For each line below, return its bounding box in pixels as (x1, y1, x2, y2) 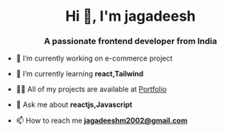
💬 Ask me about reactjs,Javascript (15, 100, 133, 110)
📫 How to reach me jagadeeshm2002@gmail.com (15, 115, 188, 126)
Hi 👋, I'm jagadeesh (65, 7, 196, 25)
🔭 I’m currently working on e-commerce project (15, 53, 173, 63)
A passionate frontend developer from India (43, 36, 218, 47)
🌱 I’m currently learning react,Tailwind (15, 69, 144, 79)
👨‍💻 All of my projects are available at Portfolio (15, 84, 167, 94)
